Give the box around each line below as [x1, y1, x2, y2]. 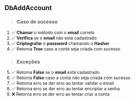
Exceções [16, 58, 40, 65]
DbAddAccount [4, 4, 52, 12]
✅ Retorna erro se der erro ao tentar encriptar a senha [11, 85, 120, 91]
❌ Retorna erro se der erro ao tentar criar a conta [11, 91, 110, 97]
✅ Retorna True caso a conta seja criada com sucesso [11, 46, 120, 51]
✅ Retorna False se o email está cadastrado [11, 69, 100, 75]
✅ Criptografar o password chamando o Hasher [11, 40, 109, 46]
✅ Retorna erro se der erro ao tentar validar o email [11, 80, 114, 86]
